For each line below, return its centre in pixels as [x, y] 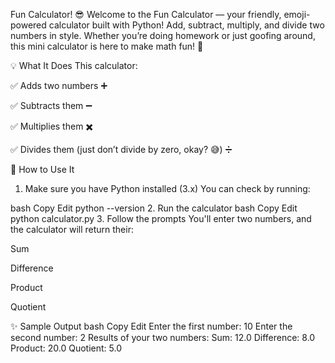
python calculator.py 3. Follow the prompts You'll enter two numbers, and [161, 218]
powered [28, 25]
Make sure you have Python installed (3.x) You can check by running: [167, 188]
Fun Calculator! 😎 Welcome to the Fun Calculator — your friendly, [146, 14]
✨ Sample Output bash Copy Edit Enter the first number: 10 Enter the [151, 326]
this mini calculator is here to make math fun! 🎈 [107, 46]
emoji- [297, 14]
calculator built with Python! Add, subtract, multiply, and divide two [186, 25]
